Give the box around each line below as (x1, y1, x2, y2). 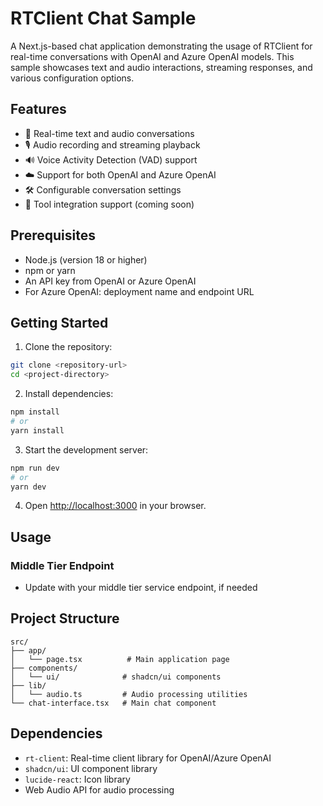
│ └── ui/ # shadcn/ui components (10, 672, 222, 682)
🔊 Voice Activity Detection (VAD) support (24, 153, 198, 166)
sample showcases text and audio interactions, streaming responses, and (10, 61, 313, 73)
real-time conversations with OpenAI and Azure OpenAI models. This (10, 50, 295, 62)
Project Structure (10, 610, 120, 627)
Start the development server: (24, 443, 149, 456)
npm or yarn (24, 264, 76, 276)
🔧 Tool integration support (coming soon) (24, 198, 195, 210)
